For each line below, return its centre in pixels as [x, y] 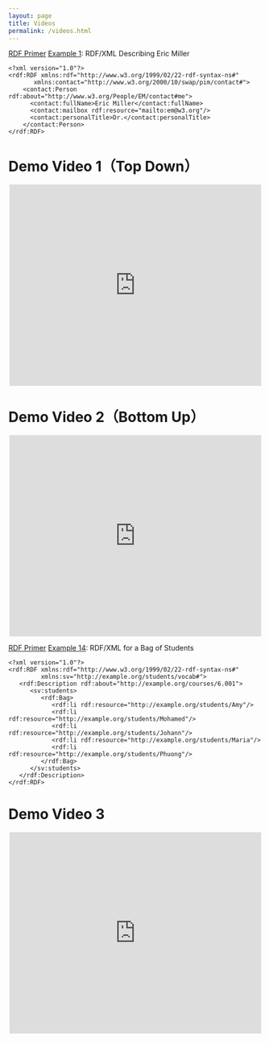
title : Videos [32, 23]
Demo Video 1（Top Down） [103, 166]
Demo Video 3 [56, 815]
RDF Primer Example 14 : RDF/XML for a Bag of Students [101, 648]
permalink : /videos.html [50, 31]
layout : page [30, 16]
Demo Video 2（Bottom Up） [107, 417]
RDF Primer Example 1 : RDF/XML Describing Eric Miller [99, 54]
